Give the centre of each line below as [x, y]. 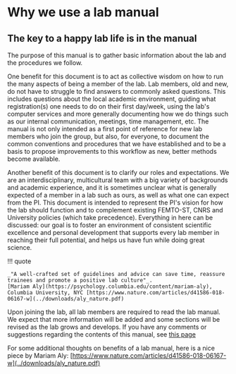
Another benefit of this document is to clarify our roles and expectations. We [118, 173]
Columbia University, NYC [45, 293]
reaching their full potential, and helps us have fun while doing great [106, 240]
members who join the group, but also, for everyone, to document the [108, 136]
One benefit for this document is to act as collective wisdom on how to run [116, 76]
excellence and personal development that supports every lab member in [113, 233]
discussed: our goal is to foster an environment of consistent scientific [110, 225]
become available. [34, 159]
